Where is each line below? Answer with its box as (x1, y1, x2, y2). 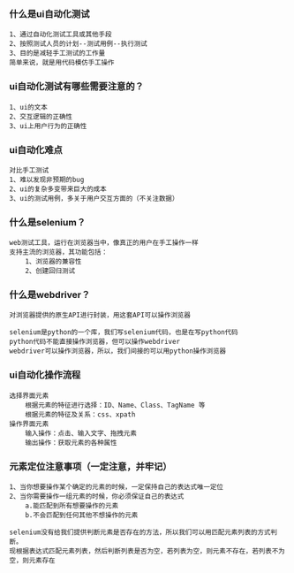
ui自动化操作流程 (9, 369, 81, 381)
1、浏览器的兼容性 (25, 257, 82, 266)
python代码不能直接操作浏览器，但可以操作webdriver (9, 338, 181, 347)
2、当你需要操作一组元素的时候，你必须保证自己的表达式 (9, 493, 185, 501)
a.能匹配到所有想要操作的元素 (25, 501, 119, 510)
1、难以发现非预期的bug (9, 175, 85, 184)
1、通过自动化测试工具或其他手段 (9, 30, 112, 39)
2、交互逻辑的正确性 (9, 112, 73, 121)
